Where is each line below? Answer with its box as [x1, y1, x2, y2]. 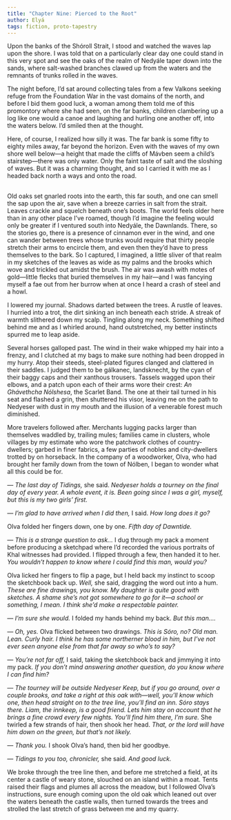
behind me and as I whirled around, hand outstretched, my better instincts [7, 322, 217, 331]
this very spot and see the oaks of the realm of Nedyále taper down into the [7, 57, 222, 65]
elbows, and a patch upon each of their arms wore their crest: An [7, 380, 192, 388]
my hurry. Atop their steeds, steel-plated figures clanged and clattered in [7, 358, 214, 367]
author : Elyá [7, 17, 45, 24]
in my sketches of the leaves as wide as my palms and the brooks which [7, 257, 212, 266]
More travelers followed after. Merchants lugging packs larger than [7, 423, 197, 431]
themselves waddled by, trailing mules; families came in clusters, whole [7, 430, 210, 439]
